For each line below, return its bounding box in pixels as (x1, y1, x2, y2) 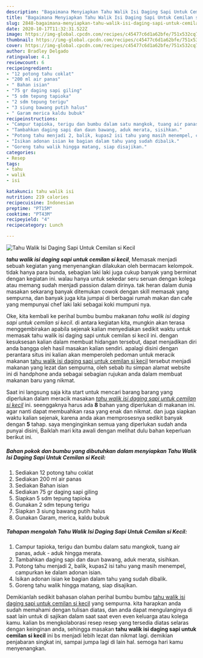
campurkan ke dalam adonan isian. (14, 568, 103, 576)
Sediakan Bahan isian (14, 481, 69, 489)
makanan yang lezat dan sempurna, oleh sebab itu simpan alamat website (6, 364, 190, 371)
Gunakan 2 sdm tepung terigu (14, 501, 89, 508)
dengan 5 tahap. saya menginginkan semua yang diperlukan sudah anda (6, 421, 187, 428)
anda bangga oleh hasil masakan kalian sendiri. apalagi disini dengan (6, 345, 178, 351)
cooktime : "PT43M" (6, 211, 53, 217)
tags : (6, 161, 20, 167)
